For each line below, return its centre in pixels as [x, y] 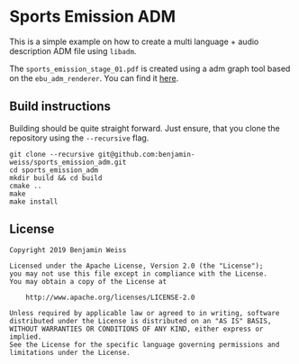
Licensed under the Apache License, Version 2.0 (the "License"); [136, 266]
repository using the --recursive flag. [79, 138]
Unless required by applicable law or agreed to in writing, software [145, 313]
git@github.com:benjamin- [146, 154]
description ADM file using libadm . [73, 50]
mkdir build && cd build [56, 177]
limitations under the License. [70, 352]
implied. [26, 337]
